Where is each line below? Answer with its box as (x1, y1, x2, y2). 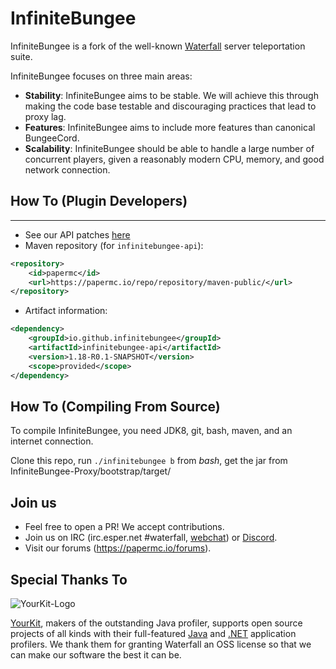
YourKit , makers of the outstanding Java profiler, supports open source (10, 617, 303, 629)
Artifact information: (24, 305, 108, 317)
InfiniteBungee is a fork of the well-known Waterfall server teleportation (10, 40, 306, 52)
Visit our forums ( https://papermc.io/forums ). (24, 542, 212, 554)
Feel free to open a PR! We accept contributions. (24, 521, 225, 533)
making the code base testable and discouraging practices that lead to (24, 100, 317, 112)
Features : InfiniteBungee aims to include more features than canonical (24, 121, 316, 133)
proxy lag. (24, 110, 67, 122)
